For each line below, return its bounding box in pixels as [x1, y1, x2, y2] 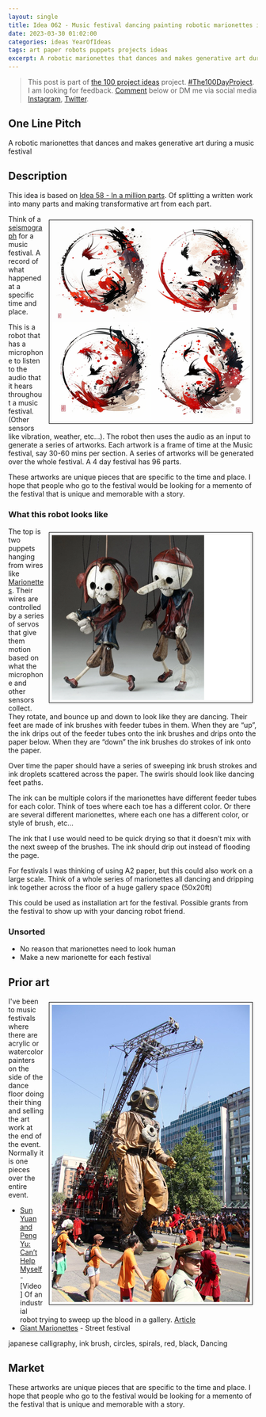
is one [8, 1156, 28, 1166]
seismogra [8, 223, 43, 232]
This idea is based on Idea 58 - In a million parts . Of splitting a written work [8, 190, 253, 200]
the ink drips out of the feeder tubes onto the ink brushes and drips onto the [8, 729, 256, 738]
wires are [8, 594, 39, 604]
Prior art [8, 975, 50, 989]
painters [8, 1056, 36, 1065]
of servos [8, 619, 40, 629]
